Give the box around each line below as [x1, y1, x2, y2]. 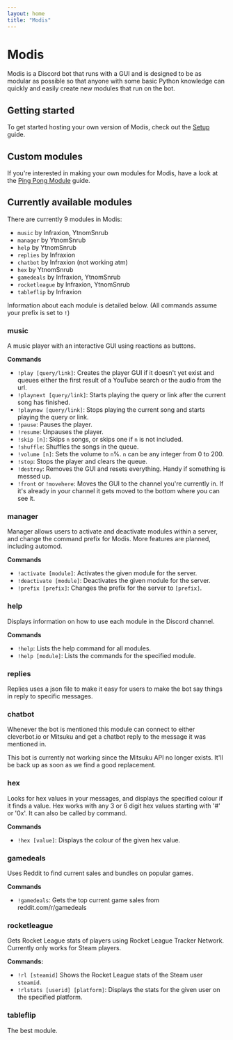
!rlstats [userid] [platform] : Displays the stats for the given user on [17, 986, 220, 994]
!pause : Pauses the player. [17, 420, 93, 429]
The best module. [7, 1026, 58, 1034]
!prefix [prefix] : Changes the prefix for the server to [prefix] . [17, 584, 202, 592]
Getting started [7, 104, 75, 116]
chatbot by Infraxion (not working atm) [17, 258, 129, 266]
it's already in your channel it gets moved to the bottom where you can [17, 487, 220, 495]
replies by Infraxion [17, 250, 76, 259]
